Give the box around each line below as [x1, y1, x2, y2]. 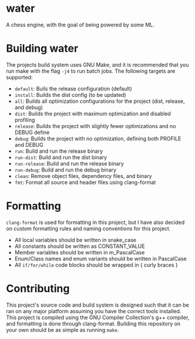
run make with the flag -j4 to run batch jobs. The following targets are [6, 67, 176, 75]
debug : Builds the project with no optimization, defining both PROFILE [14, 135, 181, 142]
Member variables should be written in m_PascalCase [14, 249, 145, 256]
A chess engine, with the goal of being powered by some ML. [6, 21, 154, 28]
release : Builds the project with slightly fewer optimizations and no [14, 122, 176, 129]
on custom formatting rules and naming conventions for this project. [6, 225, 171, 232]
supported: [6, 73, 33, 80]
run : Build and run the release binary [14, 147, 103, 155]
